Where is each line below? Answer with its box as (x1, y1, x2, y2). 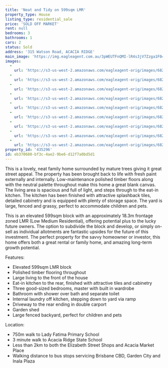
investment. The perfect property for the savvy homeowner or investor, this (5, 234, 160, 240)
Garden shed (12, 306, 39, 312)
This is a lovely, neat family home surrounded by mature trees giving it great (5, 165, 162, 171)
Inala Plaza (12, 358, 35, 364)
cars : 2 (5, 40, 21, 45)
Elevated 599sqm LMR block (12, 264, 71, 270)
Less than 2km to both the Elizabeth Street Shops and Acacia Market (12, 342, 154, 348)
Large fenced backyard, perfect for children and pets (12, 312, 122, 318)
